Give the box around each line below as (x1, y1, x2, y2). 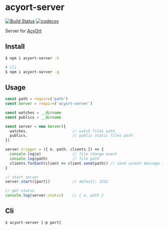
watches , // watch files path (9, 128, 115, 134)
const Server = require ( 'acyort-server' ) (5, 101, 93, 106)
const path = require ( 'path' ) (5, 97, 68, 102)
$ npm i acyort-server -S (5, 56, 59, 61)
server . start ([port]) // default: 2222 (5, 179, 108, 184)
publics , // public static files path (9, 133, 133, 138)
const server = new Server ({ (5, 124, 66, 129)
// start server (5, 174, 39, 179)
